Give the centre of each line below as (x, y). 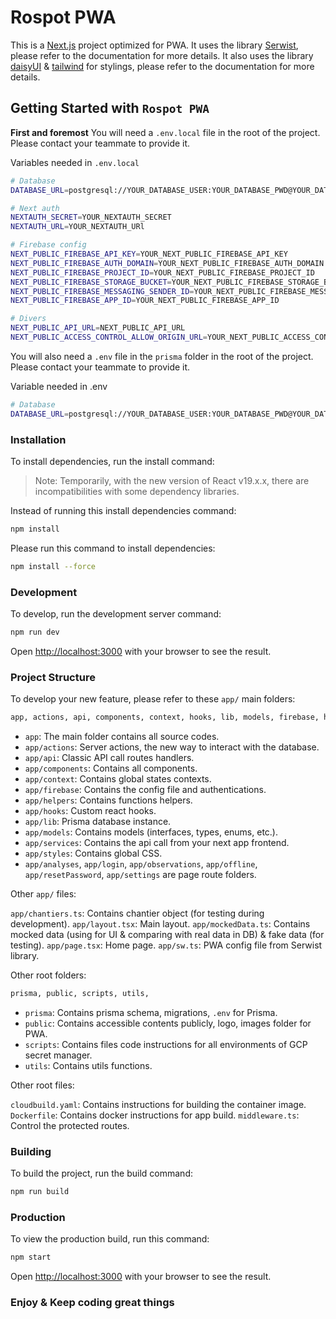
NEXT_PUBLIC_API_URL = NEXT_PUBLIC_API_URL (98, 328)
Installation (38, 439)
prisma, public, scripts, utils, (80, 994)
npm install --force (53, 566)
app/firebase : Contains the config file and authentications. (145, 790)
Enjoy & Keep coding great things (92, 1303)
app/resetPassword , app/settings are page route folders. (140, 875)
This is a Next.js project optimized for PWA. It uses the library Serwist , (154, 45)
